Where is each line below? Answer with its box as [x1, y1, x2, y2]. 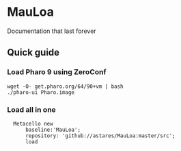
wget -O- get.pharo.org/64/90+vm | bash [7, 83, 124, 90]
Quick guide [7, 47, 60, 58]
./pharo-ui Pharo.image [7, 89, 75, 96]
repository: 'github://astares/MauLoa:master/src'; [25, 132, 176, 139]
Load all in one [7, 104, 56, 114]
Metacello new [13, 120, 53, 127]
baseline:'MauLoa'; [25, 126, 81, 133]
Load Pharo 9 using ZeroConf [7, 67, 107, 77]
